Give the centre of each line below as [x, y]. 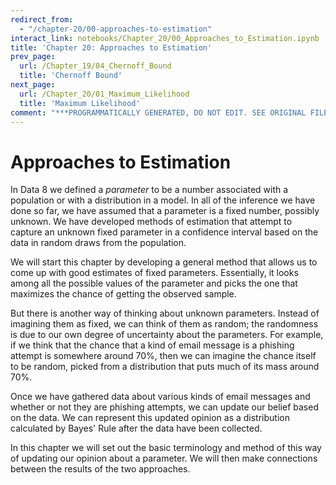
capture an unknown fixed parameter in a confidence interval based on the [164, 232]
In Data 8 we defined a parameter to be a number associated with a [149, 190]
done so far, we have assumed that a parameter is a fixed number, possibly [165, 211]
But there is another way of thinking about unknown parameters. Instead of [165, 313]
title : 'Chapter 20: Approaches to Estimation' [111, 47]
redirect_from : [42, 19]
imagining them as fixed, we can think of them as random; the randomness [164, 324]
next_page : [33, 85]
